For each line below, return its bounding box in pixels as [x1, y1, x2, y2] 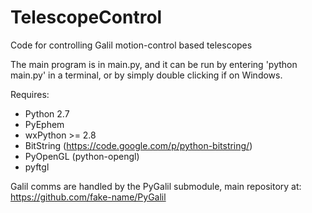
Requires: [10, 88, 50, 100]
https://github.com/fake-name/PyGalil [10, 191, 167, 203]
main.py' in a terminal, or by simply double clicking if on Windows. [10, 69, 283, 81]
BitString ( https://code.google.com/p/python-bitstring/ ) [24, 139, 253, 151]
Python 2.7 [24, 107, 70, 120]
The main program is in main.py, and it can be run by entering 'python [10, 58, 298, 70]
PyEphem [24, 118, 65, 130]
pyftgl [24, 161, 50, 173]
